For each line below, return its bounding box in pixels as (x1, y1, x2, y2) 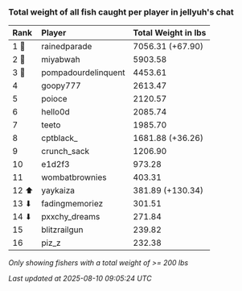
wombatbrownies (41, 172, 107, 183)
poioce (41, 94, 68, 105)
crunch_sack (41, 146, 90, 157)
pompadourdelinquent (41, 67, 126, 78)
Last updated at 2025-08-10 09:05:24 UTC (8, 273, 152, 284)
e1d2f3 (41, 159, 70, 170)
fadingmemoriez (41, 198, 104, 210)
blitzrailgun (41, 224, 84, 235)
